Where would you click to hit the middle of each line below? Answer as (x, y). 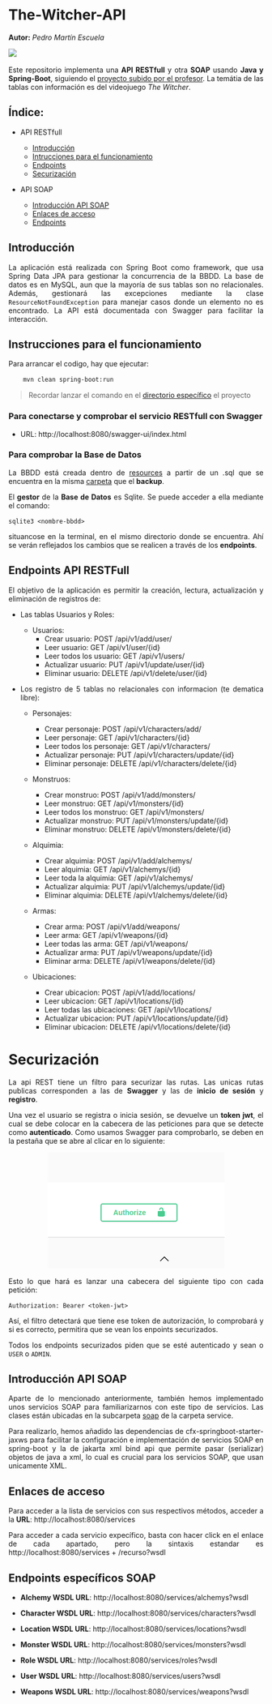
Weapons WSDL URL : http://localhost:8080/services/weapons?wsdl (134, 1692)
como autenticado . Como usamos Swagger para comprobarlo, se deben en (136, 1132)
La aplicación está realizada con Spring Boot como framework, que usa (136, 267)
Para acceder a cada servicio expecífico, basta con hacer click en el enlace (136, 1535)
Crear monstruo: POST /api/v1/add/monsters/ (120, 794)
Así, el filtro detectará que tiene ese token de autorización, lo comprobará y (136, 1321)
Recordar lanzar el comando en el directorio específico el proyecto (139, 396)
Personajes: (52, 713)
